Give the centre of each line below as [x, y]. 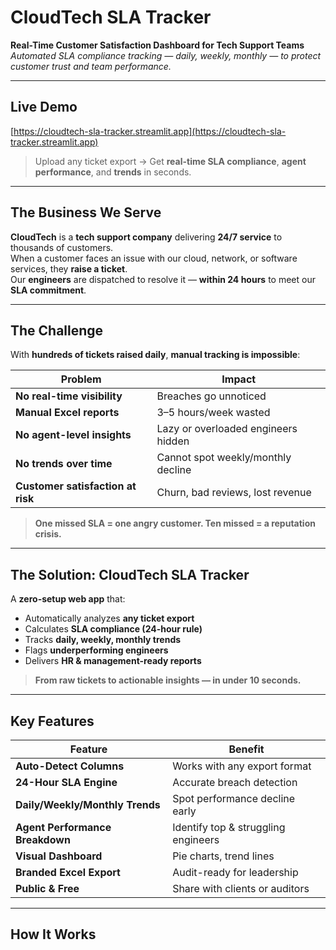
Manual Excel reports [67, 413]
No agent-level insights [73, 435]
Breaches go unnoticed [211, 396]
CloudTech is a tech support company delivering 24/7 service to [146, 237]
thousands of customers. [62, 247]
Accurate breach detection [235, 782]
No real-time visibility [69, 396]
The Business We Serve [86, 212]
